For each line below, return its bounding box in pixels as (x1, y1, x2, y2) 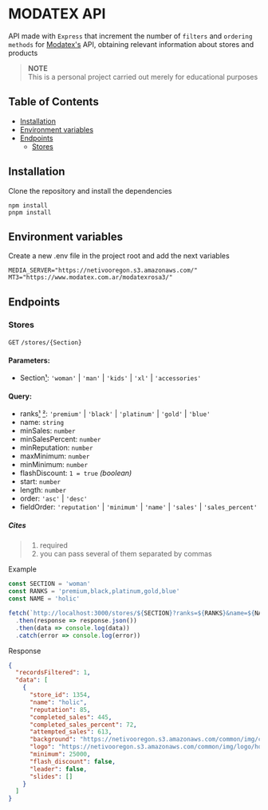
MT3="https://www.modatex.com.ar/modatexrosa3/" (8, 273, 173, 281)
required (39, 541, 68, 550)
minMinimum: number (19, 460, 89, 470)
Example (8, 564, 37, 574)
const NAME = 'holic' (8, 595, 81, 603)
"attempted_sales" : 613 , (29, 728, 112, 736)
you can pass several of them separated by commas (39, 549, 213, 559)
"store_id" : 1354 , (29, 691, 91, 699)
